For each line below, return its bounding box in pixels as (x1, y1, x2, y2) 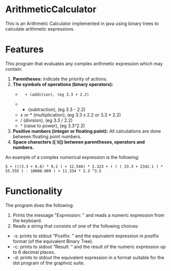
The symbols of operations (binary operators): (12, 81, 114, 87)
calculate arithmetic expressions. (5, 25, 75, 32)
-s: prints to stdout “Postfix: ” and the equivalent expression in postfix (12, 233, 159, 239)
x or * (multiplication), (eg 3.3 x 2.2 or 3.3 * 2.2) (20, 112, 121, 118)
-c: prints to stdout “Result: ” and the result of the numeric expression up (12, 243, 166, 250)
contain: (5, 66, 22, 72)
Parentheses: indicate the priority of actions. (12, 75, 108, 82)
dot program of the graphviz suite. (12, 260, 85, 266)
